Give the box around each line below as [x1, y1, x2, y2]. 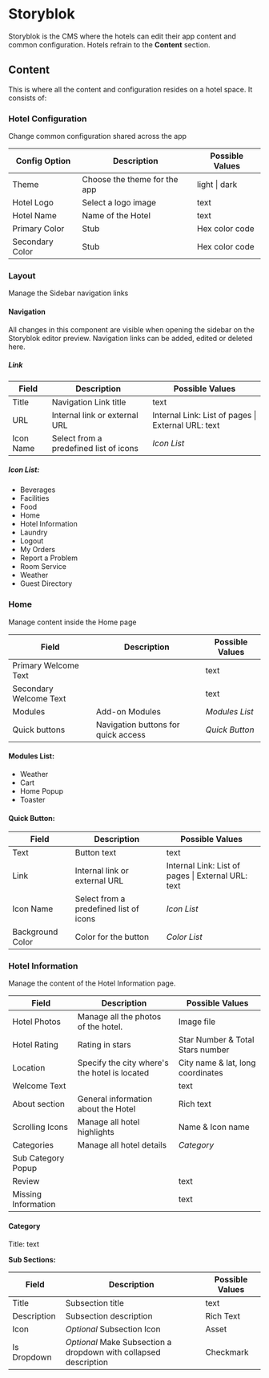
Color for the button [74, 932, 150, 943]
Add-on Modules [95, 705, 162, 717]
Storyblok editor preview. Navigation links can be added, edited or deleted [8, 333, 253, 343]
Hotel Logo [12, 197, 54, 209]
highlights [77, 1127, 114, 1138]
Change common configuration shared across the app [8, 132, 187, 141]
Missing [12, 1189, 42, 1200]
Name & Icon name [178, 1121, 250, 1132]
